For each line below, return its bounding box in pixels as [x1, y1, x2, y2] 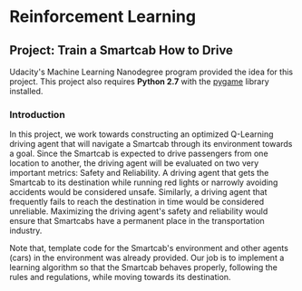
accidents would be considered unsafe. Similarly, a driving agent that [9, 187, 268, 198]
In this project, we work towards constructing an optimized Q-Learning [9, 129, 274, 140]
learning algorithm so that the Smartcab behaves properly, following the [9, 262, 278, 273]
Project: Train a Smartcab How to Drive [9, 43, 234, 58]
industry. [9, 225, 43, 237]
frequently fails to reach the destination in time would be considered [9, 197, 265, 208]
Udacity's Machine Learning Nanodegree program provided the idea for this [9, 66, 293, 77]
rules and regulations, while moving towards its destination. [9, 272, 231, 283]
